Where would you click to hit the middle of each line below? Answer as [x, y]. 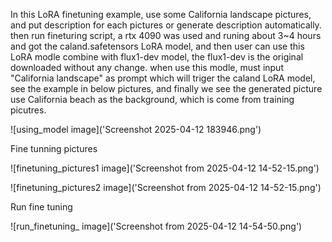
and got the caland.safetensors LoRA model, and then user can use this [157, 46]
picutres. [28, 110]
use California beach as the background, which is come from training [152, 99]
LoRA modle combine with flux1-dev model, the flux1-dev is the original [157, 57]
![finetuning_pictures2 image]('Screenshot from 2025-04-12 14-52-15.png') [166, 187]
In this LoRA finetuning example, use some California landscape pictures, [161, 14]
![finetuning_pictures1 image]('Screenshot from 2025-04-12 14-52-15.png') [165, 168]
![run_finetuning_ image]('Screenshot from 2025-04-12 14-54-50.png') [156, 226]
